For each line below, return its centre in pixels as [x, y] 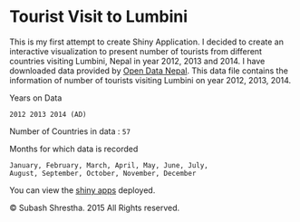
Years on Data [36, 98]
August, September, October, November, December [103, 173]
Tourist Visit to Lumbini [99, 17]
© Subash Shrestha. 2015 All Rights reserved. [95, 208]
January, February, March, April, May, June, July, [109, 165]
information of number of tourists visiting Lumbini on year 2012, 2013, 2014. [150, 80]
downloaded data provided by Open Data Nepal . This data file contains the [149, 71]
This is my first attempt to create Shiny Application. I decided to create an [146, 42]
